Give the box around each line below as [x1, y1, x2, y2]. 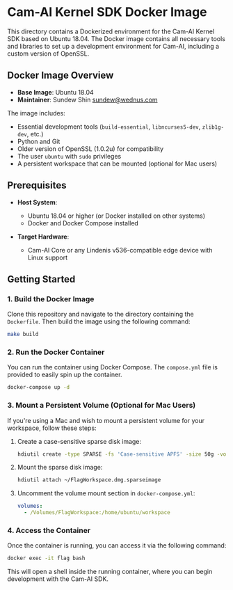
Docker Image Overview [7, 70, 114, 81]
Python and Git [17, 137, 61, 145]
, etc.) [26, 129, 44, 138]
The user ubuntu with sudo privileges [17, 152, 122, 160]
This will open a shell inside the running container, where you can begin [7, 568, 213, 576]
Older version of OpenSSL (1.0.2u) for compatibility [17, 144, 164, 153]
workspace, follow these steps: [7, 424, 97, 432]
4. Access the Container [7, 526, 91, 536]
